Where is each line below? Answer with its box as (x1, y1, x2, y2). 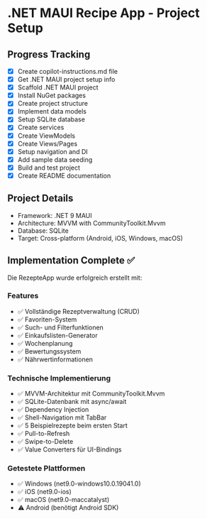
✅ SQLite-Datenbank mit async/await (17, 398, 127, 406)
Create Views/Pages (17, 139, 78, 148)
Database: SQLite (17, 226, 69, 235)
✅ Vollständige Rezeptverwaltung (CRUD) (17, 307, 140, 315)
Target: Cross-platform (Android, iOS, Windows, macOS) (17, 234, 183, 242)
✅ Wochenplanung (17, 339, 73, 347)
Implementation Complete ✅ (7, 254, 135, 267)
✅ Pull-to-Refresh (17, 430, 70, 438)
